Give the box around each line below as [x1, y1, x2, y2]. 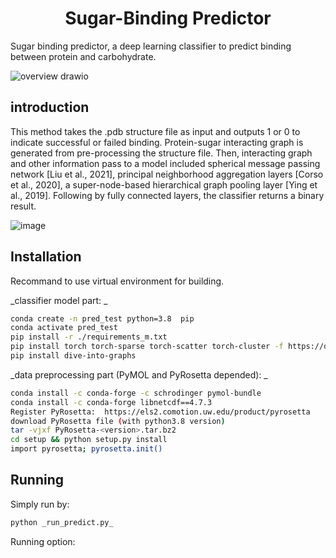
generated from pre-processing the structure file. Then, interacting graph [10, 147, 313, 159]
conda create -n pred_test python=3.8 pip [10, 313, 195, 324]
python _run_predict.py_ [10, 517, 114, 527]
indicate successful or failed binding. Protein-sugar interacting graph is [10, 136, 304, 148]
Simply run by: [10, 498, 70, 510]
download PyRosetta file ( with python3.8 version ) [10, 416, 226, 426]
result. [10, 200, 37, 212]
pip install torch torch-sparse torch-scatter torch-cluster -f [10, 342, 284, 352]
